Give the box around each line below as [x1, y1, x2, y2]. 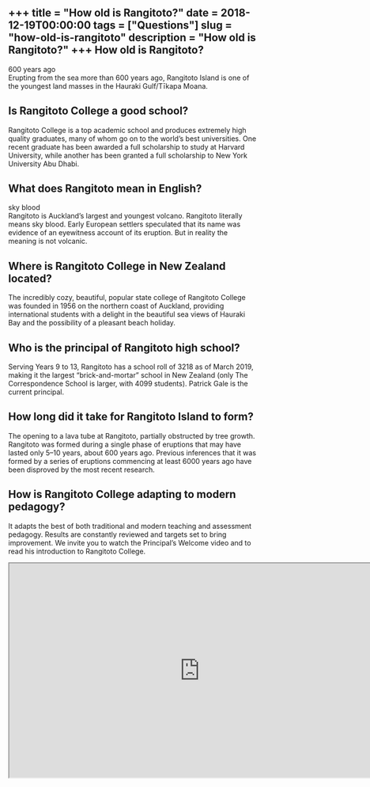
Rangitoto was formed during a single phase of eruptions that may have [8, 439, 241, 449]
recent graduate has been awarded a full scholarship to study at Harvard [8, 142, 245, 151]
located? [8, 272, 53, 285]
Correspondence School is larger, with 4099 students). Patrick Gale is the [8, 379, 248, 389]
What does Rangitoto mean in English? [8, 182, 202, 196]
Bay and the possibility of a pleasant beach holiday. [8, 318, 176, 328]
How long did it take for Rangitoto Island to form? [8, 410, 255, 424]
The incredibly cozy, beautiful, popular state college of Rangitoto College [8, 293, 247, 302]
